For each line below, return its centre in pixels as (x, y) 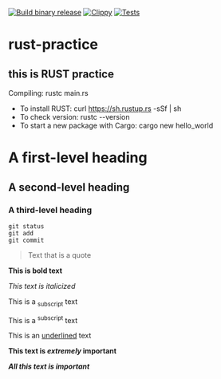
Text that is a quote (59, 255)
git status (26, 226)
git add (21, 233)
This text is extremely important (63, 351)
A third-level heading (50, 210)
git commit (26, 240)
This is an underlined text (50, 336)
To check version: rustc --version (75, 117)
